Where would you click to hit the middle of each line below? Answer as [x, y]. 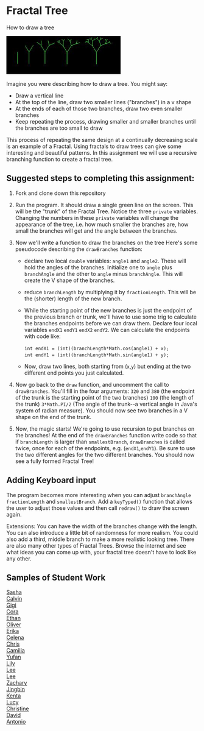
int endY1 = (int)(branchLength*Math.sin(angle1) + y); [97, 355]
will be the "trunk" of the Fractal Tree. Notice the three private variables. [106, 211]
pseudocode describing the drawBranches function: [79, 249]
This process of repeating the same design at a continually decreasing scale [102, 139]
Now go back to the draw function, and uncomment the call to [92, 384]
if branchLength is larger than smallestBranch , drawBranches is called [100, 442]
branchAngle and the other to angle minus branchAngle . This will [103, 274]
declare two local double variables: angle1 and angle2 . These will [105, 261]
